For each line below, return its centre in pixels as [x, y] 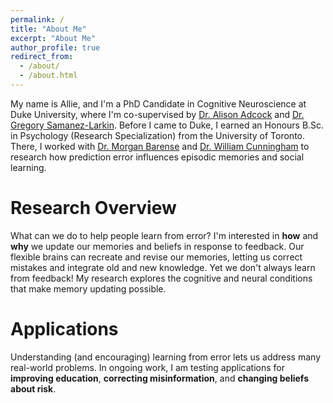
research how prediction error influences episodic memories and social [157, 157]
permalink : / [37, 19]
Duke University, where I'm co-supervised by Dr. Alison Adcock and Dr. [157, 114]
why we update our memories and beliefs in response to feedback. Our [157, 246]
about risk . [33, 388]
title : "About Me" [48, 29]
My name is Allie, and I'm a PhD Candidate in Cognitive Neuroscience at [158, 103]
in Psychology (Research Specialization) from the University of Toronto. [158, 135]
